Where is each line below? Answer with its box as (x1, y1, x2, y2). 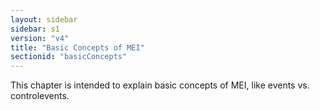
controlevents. (10, 90, 70, 102)
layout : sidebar (10, 14, 78, 25)
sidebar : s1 (10, 24, 60, 34)
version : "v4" (10, 33, 70, 43)
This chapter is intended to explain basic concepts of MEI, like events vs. (10, 79, 310, 91)
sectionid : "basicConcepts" (10, 52, 128, 62)
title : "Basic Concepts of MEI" (10, 42, 145, 53)
